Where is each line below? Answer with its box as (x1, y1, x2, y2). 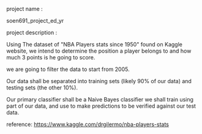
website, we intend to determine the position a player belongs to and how (6, 47, 192, 54)
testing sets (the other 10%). (6, 84, 78, 91)
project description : (6, 29, 58, 36)
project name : (6, 6, 43, 12)
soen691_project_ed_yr (6, 17, 64, 24)
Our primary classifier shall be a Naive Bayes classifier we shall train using (6, 96, 194, 103)
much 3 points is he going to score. (6, 54, 95, 61)
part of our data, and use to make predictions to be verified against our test (6, 102, 196, 110)
